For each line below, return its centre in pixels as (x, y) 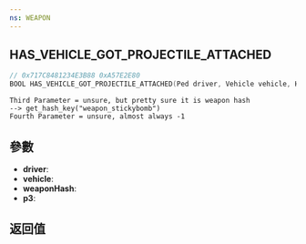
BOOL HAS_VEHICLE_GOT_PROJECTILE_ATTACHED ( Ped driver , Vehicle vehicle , (150, 84)
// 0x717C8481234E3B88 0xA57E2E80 (75, 76)
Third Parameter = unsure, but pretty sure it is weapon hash (130, 101)
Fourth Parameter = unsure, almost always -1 (97, 117)
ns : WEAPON (30, 18)
